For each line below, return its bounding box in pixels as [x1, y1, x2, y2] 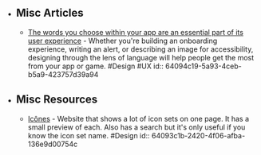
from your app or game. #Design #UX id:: [27, 61, 164, 71]
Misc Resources [15, 93, 98, 107]
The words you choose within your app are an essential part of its [27, 27, 243, 37]
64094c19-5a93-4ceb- [164, 61, 242, 71]
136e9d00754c [27, 139, 78, 149]
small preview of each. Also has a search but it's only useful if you [27, 122, 246, 132]
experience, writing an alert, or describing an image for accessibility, [27, 44, 254, 54]
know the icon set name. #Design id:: [27, 130, 150, 140]
